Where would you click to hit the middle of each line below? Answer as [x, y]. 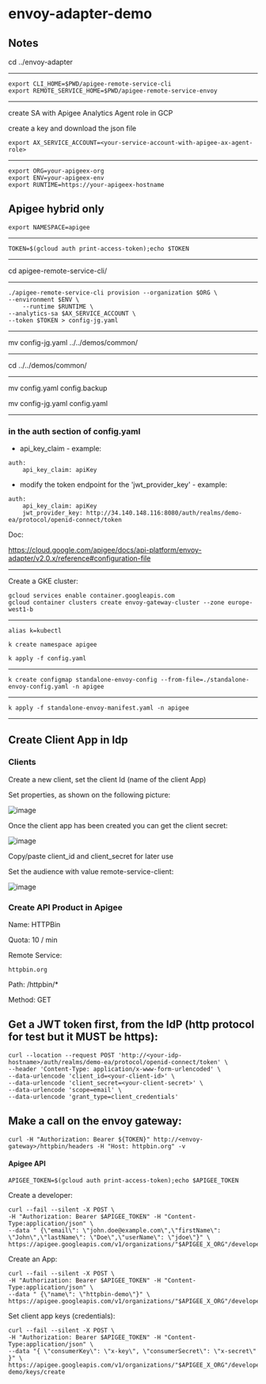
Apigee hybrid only [56, 209]
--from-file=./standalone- [205, 680]
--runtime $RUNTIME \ [58, 306]
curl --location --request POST [61, 1055]
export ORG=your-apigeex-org [56, 171]
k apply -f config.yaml [47, 659]
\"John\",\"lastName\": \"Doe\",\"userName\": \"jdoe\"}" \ [110, 1237]
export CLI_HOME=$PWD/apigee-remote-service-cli [90, 84]
